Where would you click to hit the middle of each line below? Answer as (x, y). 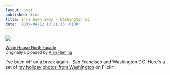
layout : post (19, 10)
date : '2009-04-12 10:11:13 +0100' (43, 24)
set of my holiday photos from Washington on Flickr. (60, 67)
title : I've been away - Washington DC (48, 19)
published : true (22, 15)
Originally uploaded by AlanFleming (39, 52)
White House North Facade (31, 48)
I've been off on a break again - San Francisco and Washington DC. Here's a (85, 62)
